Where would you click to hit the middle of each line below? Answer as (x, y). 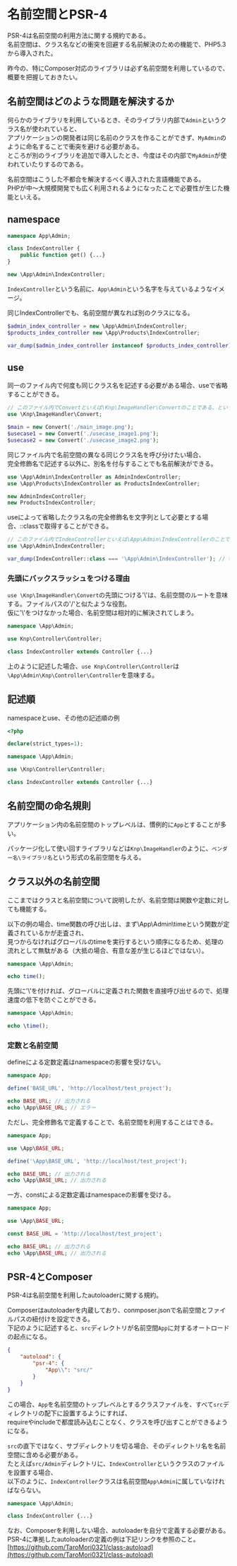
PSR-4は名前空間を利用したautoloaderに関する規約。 (85, 1295)
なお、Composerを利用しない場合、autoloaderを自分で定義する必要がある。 (119, 1531)
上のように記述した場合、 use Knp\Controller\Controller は (93, 666)
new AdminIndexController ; (47, 496)
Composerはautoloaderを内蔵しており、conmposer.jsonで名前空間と (108, 1311)
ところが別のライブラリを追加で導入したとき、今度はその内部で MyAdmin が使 (117, 155)
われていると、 (59, 129)
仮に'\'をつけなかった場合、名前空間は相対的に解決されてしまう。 (103, 613)
